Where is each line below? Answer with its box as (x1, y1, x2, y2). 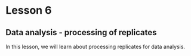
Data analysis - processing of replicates (5, 27, 157, 38)
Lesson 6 (5, 4, 52, 17)
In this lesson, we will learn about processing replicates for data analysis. (5, 43, 186, 50)
